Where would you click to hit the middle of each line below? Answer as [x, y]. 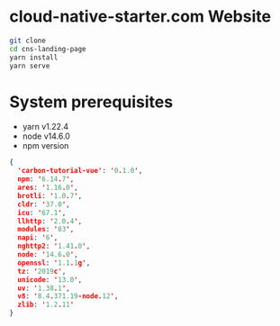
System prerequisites [91, 102]
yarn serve [30, 66]
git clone [28, 41]
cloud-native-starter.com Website [140, 17]
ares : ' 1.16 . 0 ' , [48, 187]
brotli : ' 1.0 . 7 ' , [50, 195]
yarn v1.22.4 [45, 127]
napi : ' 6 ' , [38, 238]
